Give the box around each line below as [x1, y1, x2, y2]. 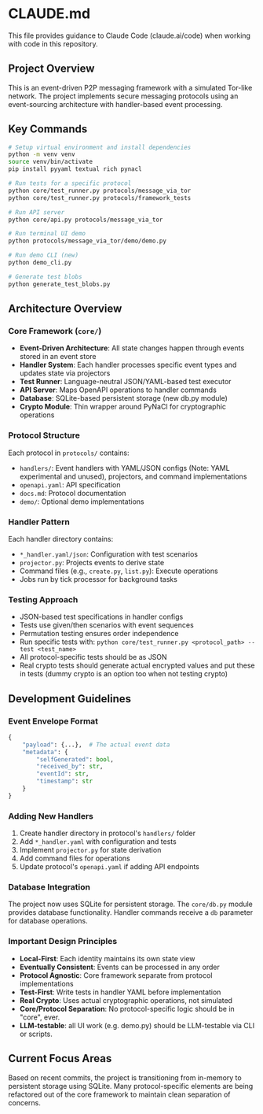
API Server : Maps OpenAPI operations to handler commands [19, 385, 217, 394]
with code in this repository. [8, 39, 98, 48]
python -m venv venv [8, 150, 76, 158]
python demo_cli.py [8, 259, 72, 267]
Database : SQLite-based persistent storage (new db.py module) [19, 394, 228, 403]
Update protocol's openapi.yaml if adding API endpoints [19, 862, 200, 872]
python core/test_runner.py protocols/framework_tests [8, 194, 192, 202]
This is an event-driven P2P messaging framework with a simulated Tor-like [8, 83, 253, 92]
